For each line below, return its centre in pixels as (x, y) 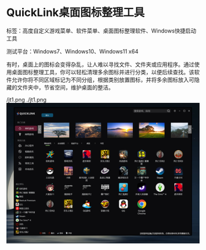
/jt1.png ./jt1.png (27, 99)
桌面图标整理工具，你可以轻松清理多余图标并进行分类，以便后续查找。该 (103, 72)
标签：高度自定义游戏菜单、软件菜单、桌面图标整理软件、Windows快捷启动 (101, 31)
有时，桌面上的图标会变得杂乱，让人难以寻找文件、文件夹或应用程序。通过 (100, 64)
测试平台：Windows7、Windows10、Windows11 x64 (73, 51)
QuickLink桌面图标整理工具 (76, 13)
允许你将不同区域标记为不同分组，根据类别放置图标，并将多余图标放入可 (103, 80)
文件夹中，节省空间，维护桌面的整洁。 (65, 87)
